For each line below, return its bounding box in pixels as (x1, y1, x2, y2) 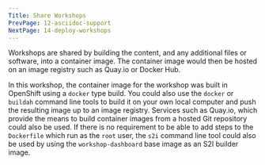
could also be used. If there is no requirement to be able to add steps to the (8, 122, 254, 132)
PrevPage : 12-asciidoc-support (8, 19, 112, 27)
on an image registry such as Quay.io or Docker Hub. (8, 65, 181, 75)
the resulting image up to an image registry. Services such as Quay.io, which (8, 106, 258, 115)
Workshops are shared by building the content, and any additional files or (8, 48, 248, 58)
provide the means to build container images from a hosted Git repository (8, 114, 248, 124)
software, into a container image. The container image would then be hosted (8, 56, 258, 66)
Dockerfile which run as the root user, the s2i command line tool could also (8, 131, 256, 140)
